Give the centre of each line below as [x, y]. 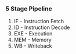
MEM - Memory [32, 40]
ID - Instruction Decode [42, 27]
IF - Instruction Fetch [39, 21]
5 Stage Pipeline [29, 9]
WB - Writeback [33, 46]
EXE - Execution [33, 34]
